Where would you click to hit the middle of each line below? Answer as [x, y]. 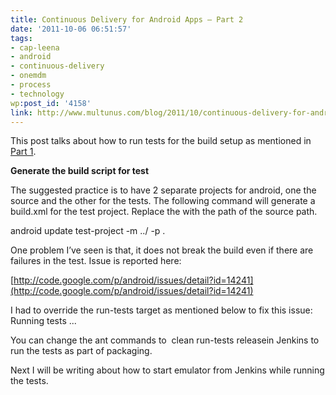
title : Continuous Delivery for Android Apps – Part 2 [127, 19]
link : [21, 112]
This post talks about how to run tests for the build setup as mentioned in [161, 141]
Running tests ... [43, 321]
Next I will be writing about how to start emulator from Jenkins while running [167, 370]
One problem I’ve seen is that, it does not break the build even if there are [162, 250]
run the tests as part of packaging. [81, 351]
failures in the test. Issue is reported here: [96, 261]
